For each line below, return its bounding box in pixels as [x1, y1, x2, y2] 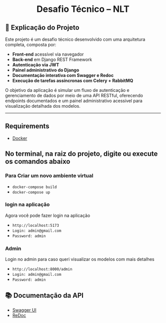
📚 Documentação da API [5, 291, 84, 300]
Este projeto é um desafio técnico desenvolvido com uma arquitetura [5, 36, 146, 42]
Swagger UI [12, 307, 37, 313]
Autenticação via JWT [12, 62, 59, 67]
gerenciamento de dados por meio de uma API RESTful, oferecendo [5, 93, 143, 98]
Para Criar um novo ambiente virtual [5, 172, 94, 179]
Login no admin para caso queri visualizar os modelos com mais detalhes [5, 257, 155, 262]
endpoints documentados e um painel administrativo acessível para [5, 98, 143, 104]
